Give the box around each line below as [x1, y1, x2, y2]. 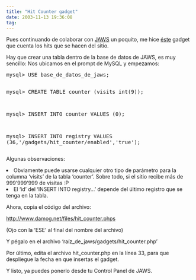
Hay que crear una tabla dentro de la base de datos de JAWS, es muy [6, 54, 176, 61]
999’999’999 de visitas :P [6, 179, 69, 187]
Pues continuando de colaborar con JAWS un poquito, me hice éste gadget [6, 36, 190, 43]
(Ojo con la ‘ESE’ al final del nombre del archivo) [6, 227, 123, 234]
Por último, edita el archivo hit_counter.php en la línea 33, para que [6, 250, 169, 257]
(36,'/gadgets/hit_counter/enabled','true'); [6, 139, 141, 146]
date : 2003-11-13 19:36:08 [6, 14, 73, 20]
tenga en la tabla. [6, 192, 49, 199]
